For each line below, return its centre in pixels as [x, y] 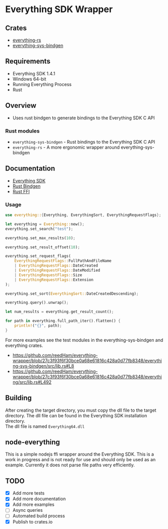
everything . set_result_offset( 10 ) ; [43, 247]
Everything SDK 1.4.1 [34, 73]
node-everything [33, 442]
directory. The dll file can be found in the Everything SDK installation [76, 415]
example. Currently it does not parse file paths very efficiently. [70, 465]
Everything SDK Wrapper [59, 9]
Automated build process [39, 516]
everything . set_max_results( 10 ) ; [40, 238]
